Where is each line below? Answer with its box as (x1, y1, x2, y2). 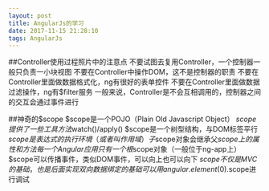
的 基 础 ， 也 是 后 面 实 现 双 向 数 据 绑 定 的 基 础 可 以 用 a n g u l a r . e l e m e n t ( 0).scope (8, 165, 250, 174)
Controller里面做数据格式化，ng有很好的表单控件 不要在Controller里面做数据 (8, 77, 261, 87)
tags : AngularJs (8, 34, 63, 43)
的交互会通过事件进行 (8, 97, 79, 107)
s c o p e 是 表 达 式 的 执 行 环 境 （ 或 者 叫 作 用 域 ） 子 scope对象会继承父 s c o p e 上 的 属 (8, 134, 259, 144)
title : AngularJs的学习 (8, 19, 84, 27)
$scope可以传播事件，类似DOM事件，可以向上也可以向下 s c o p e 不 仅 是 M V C (8, 154, 258, 165)
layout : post (8, 11, 52, 20)
